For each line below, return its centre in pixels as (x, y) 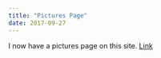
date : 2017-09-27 (37, 23)
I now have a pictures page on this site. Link (81, 45)
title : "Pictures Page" (48, 15)
